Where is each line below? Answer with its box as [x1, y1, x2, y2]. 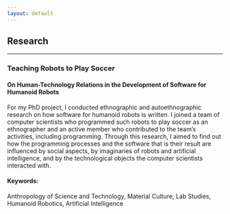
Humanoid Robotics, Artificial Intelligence [7, 199, 124, 207]
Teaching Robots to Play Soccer [7, 64, 115, 73]
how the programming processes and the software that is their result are [7, 139, 212, 148]
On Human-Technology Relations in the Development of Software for [7, 80, 207, 89]
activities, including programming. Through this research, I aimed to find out [7, 132, 221, 140]
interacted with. [7, 161, 51, 170]
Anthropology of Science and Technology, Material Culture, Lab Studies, [7, 192, 211, 200]
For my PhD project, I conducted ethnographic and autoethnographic [7, 103, 202, 111]
